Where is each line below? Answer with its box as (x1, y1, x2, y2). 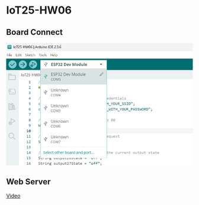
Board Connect (6, 27, 63, 37)
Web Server (6, 177, 51, 187)
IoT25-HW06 (6, 4, 72, 17)
